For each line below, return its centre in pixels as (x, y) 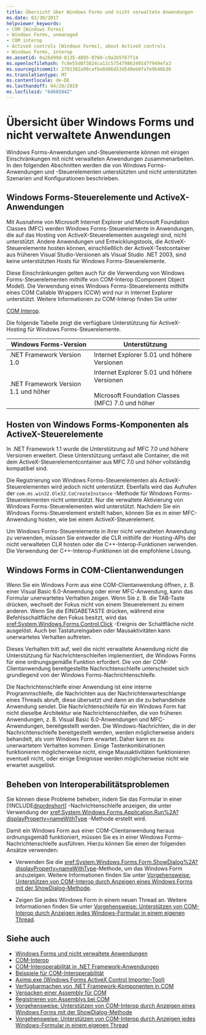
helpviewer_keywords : (34, 23)
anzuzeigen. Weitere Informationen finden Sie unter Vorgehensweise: (103, 875)
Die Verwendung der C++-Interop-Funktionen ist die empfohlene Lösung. (99, 551)
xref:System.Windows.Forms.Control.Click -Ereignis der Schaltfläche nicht (100, 624)
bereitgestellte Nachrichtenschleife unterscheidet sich (120, 668)
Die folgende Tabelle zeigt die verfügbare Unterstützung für (82, 323)
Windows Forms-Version (49, 344)
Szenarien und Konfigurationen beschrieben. (63, 178)
